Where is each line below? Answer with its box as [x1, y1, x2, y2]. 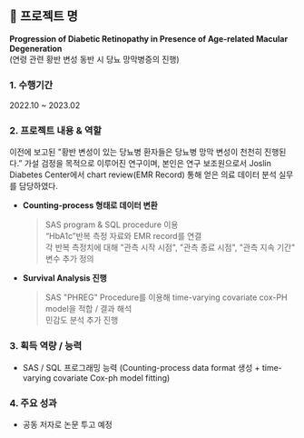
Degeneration [9, 43, 63, 54]
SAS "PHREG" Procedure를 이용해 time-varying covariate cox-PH [44, 292, 288, 303]
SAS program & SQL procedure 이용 [44, 219, 179, 230]
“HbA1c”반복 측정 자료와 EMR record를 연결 [44, 231, 202, 242]
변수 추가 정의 [44, 254, 94, 264]
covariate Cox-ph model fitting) [53, 372, 171, 383]
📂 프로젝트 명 [9, 8, 79, 25]
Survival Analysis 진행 [22, 273, 107, 284]
